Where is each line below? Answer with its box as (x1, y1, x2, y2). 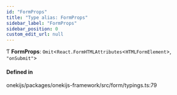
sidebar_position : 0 (6, 25, 59, 32)
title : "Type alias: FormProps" (6, 15, 88, 21)
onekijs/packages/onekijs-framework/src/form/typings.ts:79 (6, 82, 158, 89)
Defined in (6, 68, 33, 76)
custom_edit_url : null (6, 31, 64, 38)
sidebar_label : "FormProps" (6, 20, 78, 26)
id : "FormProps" (6, 8, 47, 15)
